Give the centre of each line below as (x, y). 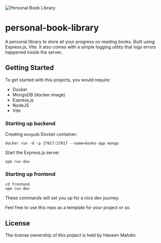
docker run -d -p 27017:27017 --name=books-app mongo (62, 144)
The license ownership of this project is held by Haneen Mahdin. (71, 235)
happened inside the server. (34, 52)
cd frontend (17, 184)
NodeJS (21, 105)
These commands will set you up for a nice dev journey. (62, 198)
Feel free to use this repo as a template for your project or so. (68, 208)
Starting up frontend (30, 174)
